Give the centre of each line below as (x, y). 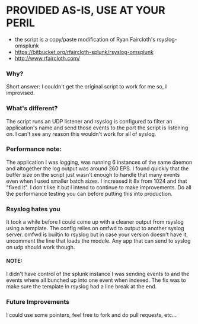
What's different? (32, 109)
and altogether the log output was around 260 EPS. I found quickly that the (98, 168)
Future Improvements (38, 302)
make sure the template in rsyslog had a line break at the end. (82, 287)
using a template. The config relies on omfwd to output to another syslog (95, 228)
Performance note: (34, 149)
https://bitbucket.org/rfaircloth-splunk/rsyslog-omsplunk (84, 52)
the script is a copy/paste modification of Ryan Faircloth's (85, 39)
